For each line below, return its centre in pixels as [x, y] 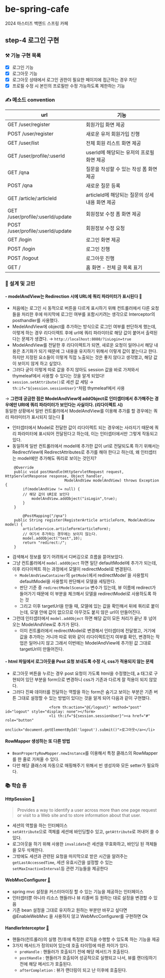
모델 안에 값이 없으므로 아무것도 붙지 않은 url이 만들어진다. [86, 612]
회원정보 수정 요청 [105, 228]
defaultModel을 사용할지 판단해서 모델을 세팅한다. [68, 582]
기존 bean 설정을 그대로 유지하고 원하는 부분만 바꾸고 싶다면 [70, 910]
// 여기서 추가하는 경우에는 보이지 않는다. [60, 534]
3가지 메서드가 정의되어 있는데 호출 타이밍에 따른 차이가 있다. [70, 945]
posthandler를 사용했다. [35, 321]
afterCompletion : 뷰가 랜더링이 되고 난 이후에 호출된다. [73, 970]
